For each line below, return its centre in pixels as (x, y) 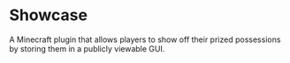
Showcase (49, 15)
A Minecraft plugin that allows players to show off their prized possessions (145, 39)
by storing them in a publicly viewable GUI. (87, 48)
